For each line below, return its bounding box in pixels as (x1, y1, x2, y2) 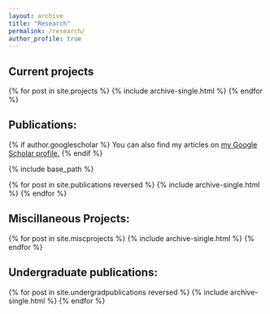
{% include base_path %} (8, 164, 94, 174)
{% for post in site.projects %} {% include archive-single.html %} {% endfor (8, 86, 263, 96)
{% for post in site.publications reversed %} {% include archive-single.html (8, 179, 260, 189)
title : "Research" (8, 19, 71, 28)
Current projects (8, 64, 94, 78)
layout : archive (8, 11, 63, 20)
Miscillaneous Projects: (8, 212, 130, 226)
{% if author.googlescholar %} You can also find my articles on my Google (8, 140, 258, 149)
